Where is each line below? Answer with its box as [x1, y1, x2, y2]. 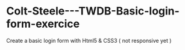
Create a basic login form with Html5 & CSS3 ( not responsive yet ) [6, 37, 172, 44]
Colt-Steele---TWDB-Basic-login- [6, 4, 180, 18]
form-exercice [6, 17, 80, 31]
